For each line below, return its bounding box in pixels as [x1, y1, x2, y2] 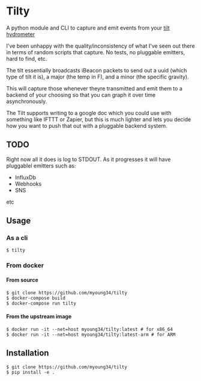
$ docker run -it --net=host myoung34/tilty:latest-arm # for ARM [6, 332, 176, 338]
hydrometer [6, 30, 35, 37]
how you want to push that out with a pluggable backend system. [6, 122, 167, 129]
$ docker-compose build [6, 295, 66, 301]
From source [6, 276, 39, 283]
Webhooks [14, 180, 42, 187]
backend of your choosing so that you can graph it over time [6, 91, 156, 98]
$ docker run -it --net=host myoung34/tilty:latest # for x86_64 [6, 326, 173, 332]
